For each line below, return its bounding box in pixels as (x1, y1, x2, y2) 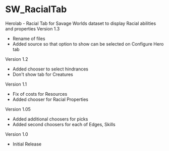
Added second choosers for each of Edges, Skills (12, 121, 116, 127)
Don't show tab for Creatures (12, 71, 73, 77)
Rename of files (12, 35, 45, 42)
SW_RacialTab (5, 4, 67, 15)
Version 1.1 (5, 81, 27, 87)
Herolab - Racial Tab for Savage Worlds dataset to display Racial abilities (5, 20, 156, 26)
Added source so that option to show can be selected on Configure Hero (12, 41, 164, 47)
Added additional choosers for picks (12, 116, 88, 122)
